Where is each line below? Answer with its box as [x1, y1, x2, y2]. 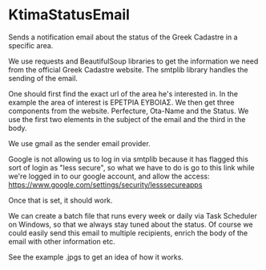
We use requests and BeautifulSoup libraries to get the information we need [8, 56, 259, 66]
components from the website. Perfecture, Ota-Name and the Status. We [8, 106, 249, 116]
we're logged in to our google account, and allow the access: [8, 171, 210, 181]
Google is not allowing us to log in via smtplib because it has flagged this [8, 154, 248, 164]
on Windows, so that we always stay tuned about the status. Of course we [8, 219, 254, 229]
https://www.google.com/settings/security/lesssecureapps [8, 179, 203, 190]
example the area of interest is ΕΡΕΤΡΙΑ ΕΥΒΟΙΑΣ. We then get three [8, 97, 235, 107]
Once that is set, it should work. [8, 195, 114, 205]
